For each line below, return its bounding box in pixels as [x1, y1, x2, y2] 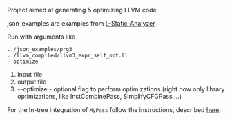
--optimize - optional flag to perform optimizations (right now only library [17, 85, 225, 93]
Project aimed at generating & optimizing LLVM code [7, 6, 157, 14]
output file [17, 77, 47, 86]
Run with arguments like [7, 32, 76, 41]
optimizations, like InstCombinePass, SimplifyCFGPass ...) [17, 93, 182, 100]
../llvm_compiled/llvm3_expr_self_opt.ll [7, 52, 128, 59]
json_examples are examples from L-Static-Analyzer [7, 19, 155, 27]
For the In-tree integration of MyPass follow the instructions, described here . [7, 106, 222, 113]
